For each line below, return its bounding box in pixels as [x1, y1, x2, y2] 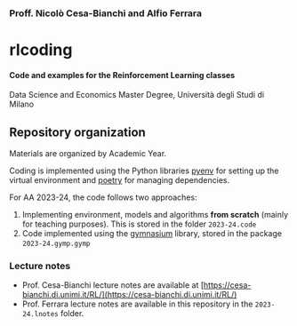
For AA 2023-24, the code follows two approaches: [9, 192, 197, 203]
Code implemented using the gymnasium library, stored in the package [21, 228, 283, 239]
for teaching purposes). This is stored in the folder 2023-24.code [21, 219, 257, 229]
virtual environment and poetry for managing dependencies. [9, 175, 229, 186]
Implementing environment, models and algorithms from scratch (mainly [21, 210, 289, 220]
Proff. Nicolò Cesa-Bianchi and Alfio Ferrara [9, 7, 203, 20]
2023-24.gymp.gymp [21, 239, 91, 249]
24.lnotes [21, 310, 60, 319]
